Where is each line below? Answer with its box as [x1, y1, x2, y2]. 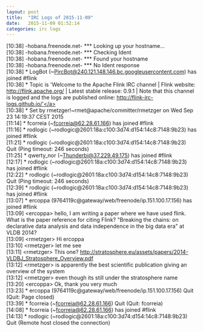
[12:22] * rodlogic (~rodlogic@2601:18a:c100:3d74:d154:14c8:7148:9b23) [6, 171, 189, 179]
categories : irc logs [6, 25, 61, 32]
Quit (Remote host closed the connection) [6, 319, 111, 327]
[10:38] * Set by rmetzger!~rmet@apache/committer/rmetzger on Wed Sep [6, 107, 194, 114]
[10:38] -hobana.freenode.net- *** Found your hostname [6, 55, 148, 62]
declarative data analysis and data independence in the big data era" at [6, 222, 185, 230]
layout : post [6, 8, 39, 15]
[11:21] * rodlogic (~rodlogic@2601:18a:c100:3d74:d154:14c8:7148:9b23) [6, 139, 187, 146]
